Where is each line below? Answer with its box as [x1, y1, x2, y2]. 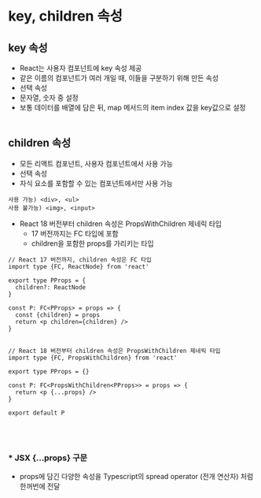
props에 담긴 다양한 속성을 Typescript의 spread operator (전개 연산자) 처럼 [19, 472, 254, 481]
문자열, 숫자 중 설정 [19, 93, 79, 102]
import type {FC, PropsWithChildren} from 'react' [8, 354, 178, 362]
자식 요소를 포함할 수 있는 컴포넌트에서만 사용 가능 [19, 178, 173, 188]
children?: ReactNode [15, 283, 86, 292]
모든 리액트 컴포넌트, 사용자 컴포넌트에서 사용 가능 [19, 158, 173, 168]
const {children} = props [15, 310, 101, 319]
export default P [8, 409, 65, 417]
